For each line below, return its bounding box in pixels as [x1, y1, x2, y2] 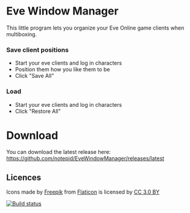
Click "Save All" [14, 72, 54, 80]
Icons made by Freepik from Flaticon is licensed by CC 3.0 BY [6, 188, 160, 196]
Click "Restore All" [14, 107, 62, 115]
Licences [6, 172, 42, 182]
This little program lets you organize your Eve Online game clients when [6, 24, 185, 31]
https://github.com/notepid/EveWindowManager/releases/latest [6, 155, 165, 162]
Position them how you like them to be [14, 66, 110, 73]
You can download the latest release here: [6, 148, 111, 156]
